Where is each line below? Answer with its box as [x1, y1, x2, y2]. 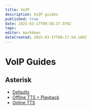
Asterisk [5, 76, 32, 84]
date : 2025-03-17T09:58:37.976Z [5, 21, 71, 26]
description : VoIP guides [5, 12, 58, 17]
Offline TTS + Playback [12, 94, 60, 100]
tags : [5, 26, 16, 31]
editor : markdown [5, 30, 41, 35]
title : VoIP [5, 7, 30, 12]
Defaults [12, 89, 30, 95]
